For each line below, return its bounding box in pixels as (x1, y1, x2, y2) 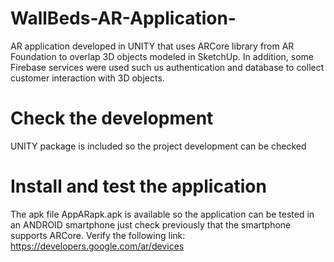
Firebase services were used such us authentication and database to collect (10, 61, 325, 73)
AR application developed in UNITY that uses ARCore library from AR (10, 40, 295, 52)
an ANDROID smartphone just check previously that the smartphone (10, 218, 292, 231)
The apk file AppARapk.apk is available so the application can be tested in (10, 208, 315, 220)
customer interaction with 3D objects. (10, 72, 165, 84)
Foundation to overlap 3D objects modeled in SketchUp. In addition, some (10, 50, 314, 62)
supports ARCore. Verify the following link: (10, 229, 186, 241)
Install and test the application (10, 175, 267, 198)
